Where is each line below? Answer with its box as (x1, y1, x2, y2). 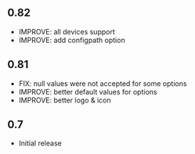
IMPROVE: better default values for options (18, 87, 157, 96)
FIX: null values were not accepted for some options (18, 78, 187, 88)
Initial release (18, 138, 62, 148)
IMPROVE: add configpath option (18, 35, 126, 45)
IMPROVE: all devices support (18, 27, 115, 36)
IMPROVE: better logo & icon (18, 95, 111, 105)
